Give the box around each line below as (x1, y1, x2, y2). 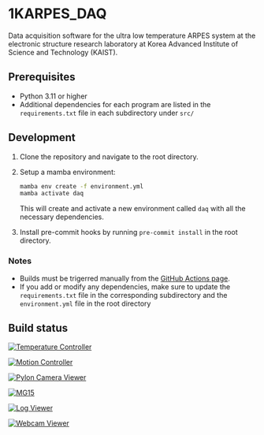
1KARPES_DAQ (8, 5, 107, 23)
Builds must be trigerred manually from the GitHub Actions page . (19, 273, 230, 283)
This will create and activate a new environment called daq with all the (19, 204, 246, 214)
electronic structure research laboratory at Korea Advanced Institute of (8, 39, 239, 48)
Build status (8, 322, 69, 335)
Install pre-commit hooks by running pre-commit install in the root (19, 228, 238, 237)
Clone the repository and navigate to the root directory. (19, 151, 199, 162)
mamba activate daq (19, 190, 84, 198)
